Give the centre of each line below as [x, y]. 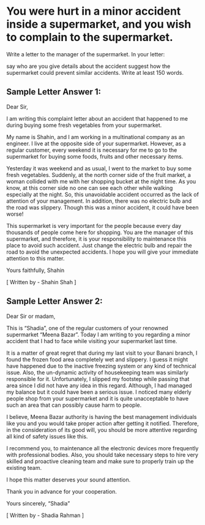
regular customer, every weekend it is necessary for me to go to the [92, 150]
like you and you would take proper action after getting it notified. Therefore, [102, 423]
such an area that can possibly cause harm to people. [74, 405]
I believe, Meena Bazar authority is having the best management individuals [102, 417]
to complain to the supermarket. [90, 37]
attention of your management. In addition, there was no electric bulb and [99, 201]
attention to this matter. [35, 258]
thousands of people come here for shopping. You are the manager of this [100, 232]
